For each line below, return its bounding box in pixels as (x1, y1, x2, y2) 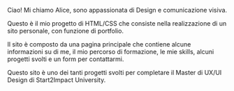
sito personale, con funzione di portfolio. (7, 27, 124, 35)
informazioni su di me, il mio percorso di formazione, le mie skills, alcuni (7, 48, 214, 56)
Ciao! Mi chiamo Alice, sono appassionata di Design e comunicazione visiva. (7, 6, 228, 14)
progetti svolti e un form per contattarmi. (7, 55, 124, 63)
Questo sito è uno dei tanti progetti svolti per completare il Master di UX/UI (7, 69, 222, 76)
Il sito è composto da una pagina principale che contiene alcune (7, 40, 191, 48)
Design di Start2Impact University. (7, 76, 106, 84)
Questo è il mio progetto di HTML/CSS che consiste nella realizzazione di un (7, 19, 227, 27)
